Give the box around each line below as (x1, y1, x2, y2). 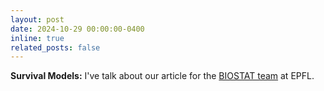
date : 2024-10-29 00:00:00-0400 (10, 24, 145, 34)
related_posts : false (10, 42, 101, 53)
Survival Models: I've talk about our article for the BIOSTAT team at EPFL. (10, 70, 315, 82)
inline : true (10, 33, 65, 43)
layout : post (10, 14, 65, 25)
